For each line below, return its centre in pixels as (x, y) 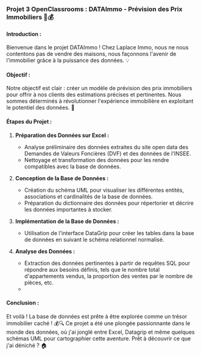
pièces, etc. (39, 283)
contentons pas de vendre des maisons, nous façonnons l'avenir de (91, 54)
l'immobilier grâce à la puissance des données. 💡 (68, 60)
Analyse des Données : (45, 251)
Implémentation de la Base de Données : (67, 221)
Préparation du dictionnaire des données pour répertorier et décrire (109, 203)
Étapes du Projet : (29, 121)
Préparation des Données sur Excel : (62, 135)
